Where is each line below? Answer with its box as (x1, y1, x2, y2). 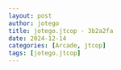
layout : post (8, 11, 52, 20)
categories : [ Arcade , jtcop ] (8, 42, 106, 50)
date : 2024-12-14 (8, 34, 67, 43)
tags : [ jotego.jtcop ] (8, 49, 81, 57)
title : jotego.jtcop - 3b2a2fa (8, 27, 114, 35)
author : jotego (8, 19, 60, 27)
